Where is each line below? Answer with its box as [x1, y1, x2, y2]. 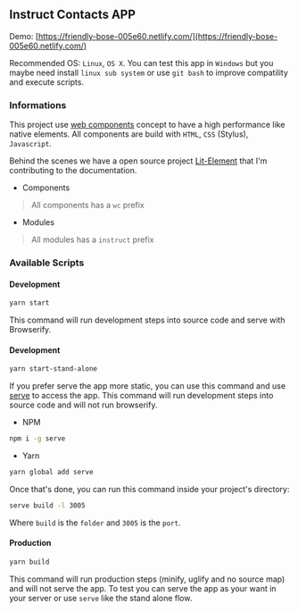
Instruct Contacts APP [9, 7, 137, 22]
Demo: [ [9, 30, 39, 41]
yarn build [9, 558, 50, 566]
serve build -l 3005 [9, 500, 87, 510]
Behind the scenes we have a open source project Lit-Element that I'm [9, 155, 268, 166]
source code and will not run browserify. [9, 399, 158, 410]
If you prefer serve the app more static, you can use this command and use [9, 381, 286, 391]
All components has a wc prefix [30, 200, 145, 211]
